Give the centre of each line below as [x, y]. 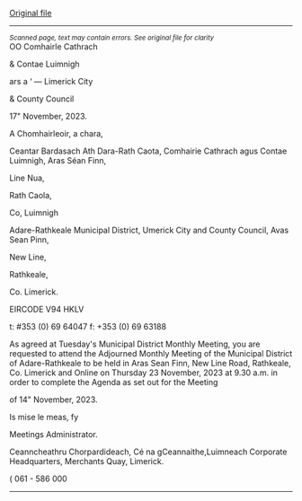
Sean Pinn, [29, 240]
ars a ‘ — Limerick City [51, 81]
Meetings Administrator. [54, 434]
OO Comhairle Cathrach [54, 47]
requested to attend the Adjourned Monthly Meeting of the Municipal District [151, 353]
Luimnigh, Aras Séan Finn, [58, 160]
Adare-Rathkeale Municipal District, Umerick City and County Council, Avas [149, 230]
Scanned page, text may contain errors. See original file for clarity [111, 38]
